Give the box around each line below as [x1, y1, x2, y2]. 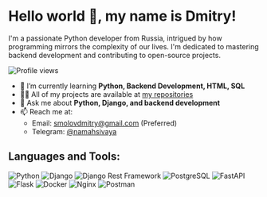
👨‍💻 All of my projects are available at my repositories [19, 89, 194, 98]
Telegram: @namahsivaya [31, 126, 117, 136]
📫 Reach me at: [19, 106, 73, 116]
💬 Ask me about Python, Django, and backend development [19, 98, 221, 107]
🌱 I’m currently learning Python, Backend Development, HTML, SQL [19, 81, 245, 91]
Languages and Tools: [8, 150, 121, 164]
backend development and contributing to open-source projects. [8, 50, 222, 60]
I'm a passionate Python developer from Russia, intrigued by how [8, 33, 222, 43]
